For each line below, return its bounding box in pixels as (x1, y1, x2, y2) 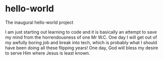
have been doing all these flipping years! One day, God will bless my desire (5, 45, 159, 51)
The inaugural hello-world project (5, 19, 73, 25)
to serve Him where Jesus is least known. (5, 50, 90, 56)
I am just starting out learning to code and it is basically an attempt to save (5, 29, 157, 35)
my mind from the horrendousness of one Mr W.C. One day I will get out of (5, 34, 158, 40)
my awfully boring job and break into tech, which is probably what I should (5, 39, 158, 45)
